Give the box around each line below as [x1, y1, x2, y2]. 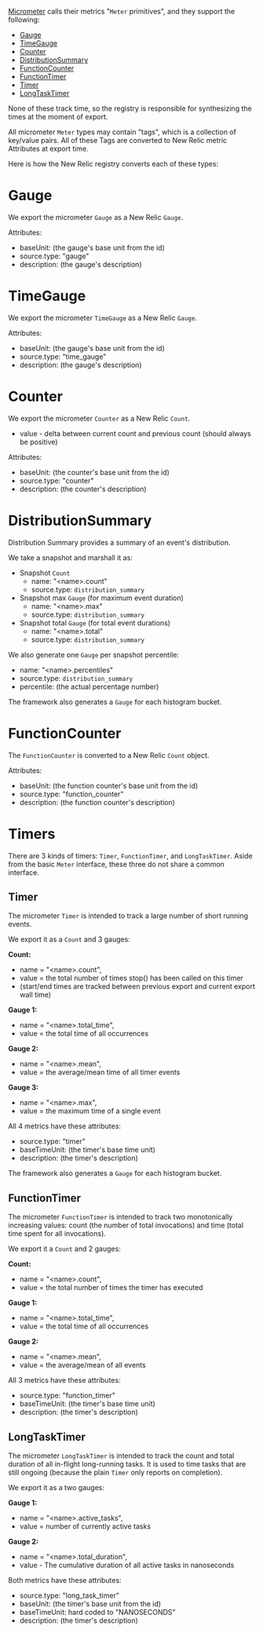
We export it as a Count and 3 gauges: [8, 935, 131, 944]
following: [8, 15, 40, 24]
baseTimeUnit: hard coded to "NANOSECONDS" [19, 1608, 176, 1617]
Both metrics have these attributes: [8, 1576, 122, 1585]
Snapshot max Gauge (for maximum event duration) [19, 592, 184, 603]
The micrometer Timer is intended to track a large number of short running [8, 911, 249, 920]
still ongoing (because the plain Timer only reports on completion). [8, 1467, 223, 1478]
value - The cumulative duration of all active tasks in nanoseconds [19, 1561, 235, 1570]
